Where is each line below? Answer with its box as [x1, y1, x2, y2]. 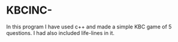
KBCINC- [6, 4, 53, 17]
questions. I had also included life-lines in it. [6, 29, 115, 36]
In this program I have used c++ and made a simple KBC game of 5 [6, 23, 172, 30]
